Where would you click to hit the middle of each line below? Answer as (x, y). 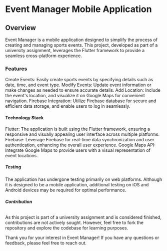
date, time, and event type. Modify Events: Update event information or (78, 85)
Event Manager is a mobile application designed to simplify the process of (81, 40)
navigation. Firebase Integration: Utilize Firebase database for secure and (81, 101)
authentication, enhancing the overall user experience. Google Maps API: (80, 145)
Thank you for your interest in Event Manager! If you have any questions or (82, 237)
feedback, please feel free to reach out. (46, 243)
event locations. (22, 155)
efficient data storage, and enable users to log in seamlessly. (68, 106)
